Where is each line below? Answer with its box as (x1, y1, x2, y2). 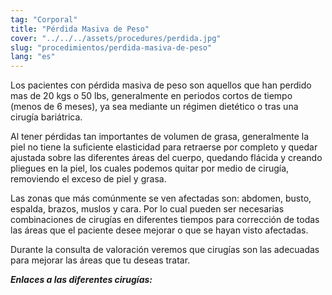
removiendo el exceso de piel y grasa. (10, 173, 167, 185)
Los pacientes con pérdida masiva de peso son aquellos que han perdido (10, 79, 312, 91)
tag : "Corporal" (10, 14, 78, 25)
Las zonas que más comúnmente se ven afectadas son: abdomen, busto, (10, 192, 312, 205)
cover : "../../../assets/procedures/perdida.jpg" (10, 33, 222, 43)
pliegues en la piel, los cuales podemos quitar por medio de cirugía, (10, 162, 290, 175)
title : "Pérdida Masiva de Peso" (10, 24, 150, 34)
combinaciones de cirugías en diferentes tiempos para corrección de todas (10, 214, 320, 226)
